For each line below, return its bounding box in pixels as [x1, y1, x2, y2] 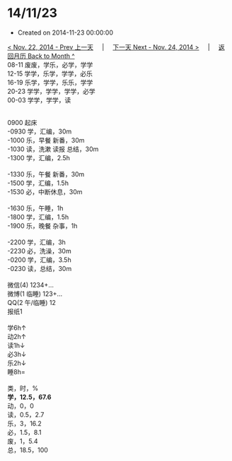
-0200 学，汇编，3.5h [7, 256, 72, 264]
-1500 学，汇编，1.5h [7, 179, 69, 187]
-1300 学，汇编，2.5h [7, 153, 71, 162]
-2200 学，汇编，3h [7, 238, 66, 246]
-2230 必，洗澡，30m [7, 246, 72, 255]
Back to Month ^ [27, 52, 76, 60]
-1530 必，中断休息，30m [7, 187, 83, 196]
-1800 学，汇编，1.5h [7, 212, 69, 221]
